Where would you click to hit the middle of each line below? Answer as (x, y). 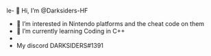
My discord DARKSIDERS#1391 (60, 45)
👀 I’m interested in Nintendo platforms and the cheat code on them (110, 24)
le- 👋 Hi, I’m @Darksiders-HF (47, 11)
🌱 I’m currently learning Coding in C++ (71, 31)
